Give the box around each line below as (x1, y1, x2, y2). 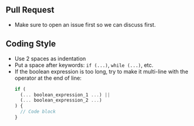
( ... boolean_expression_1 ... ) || (20, 91, 111, 98)
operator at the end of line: (14, 74, 82, 82)
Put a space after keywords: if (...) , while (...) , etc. (14, 61, 154, 69)
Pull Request (5, 5, 55, 15)
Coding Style (5, 39, 56, 49)
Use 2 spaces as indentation (14, 55, 86, 62)
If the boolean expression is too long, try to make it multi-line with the (14, 68, 189, 75)
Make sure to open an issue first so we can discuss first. (14, 21, 156, 28)
